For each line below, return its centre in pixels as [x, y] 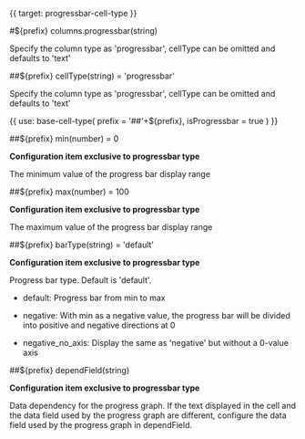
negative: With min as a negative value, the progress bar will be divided [157, 315]
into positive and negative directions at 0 [99, 325]
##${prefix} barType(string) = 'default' [82, 245]
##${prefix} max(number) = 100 [69, 192]
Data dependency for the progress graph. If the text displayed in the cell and [153, 406]
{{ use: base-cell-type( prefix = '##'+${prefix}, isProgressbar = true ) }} [144, 121]
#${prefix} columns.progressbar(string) [83, 31]
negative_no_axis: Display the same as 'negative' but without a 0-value [156, 343]
